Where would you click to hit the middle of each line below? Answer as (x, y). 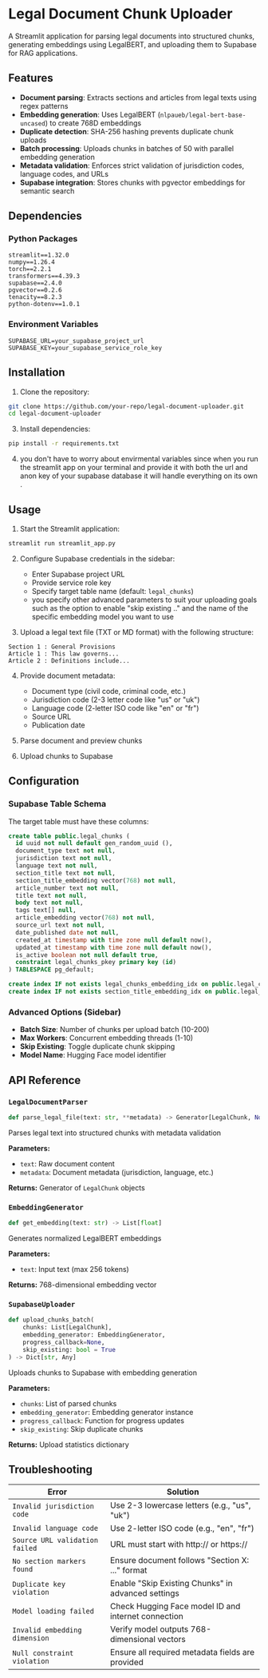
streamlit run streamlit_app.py (62, 543)
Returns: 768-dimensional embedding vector (83, 1285)
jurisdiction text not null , (64, 859)
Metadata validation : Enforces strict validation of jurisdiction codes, (132, 165)
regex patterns (44, 106)
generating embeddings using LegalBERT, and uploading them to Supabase (132, 44)
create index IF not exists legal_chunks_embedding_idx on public (121, 984)
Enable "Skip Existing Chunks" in (171, 1584)
